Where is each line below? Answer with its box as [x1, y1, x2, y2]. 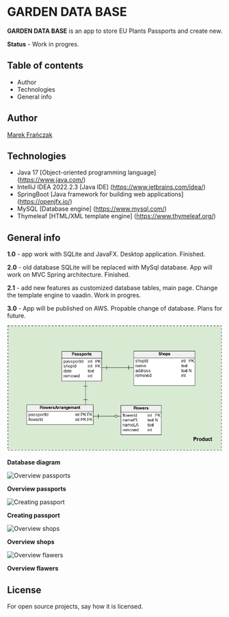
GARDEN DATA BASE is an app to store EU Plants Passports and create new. [7, 27, 223, 35]
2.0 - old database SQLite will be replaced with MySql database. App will [7, 263, 213, 272]
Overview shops [7, 538, 55, 546]
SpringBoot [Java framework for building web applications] [16, 190, 184, 198]
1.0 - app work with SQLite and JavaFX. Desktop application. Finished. [7, 250, 206, 259]
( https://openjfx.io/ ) [16, 198, 73, 206]
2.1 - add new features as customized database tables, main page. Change [7, 284, 218, 292]
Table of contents [7, 60, 83, 72]
